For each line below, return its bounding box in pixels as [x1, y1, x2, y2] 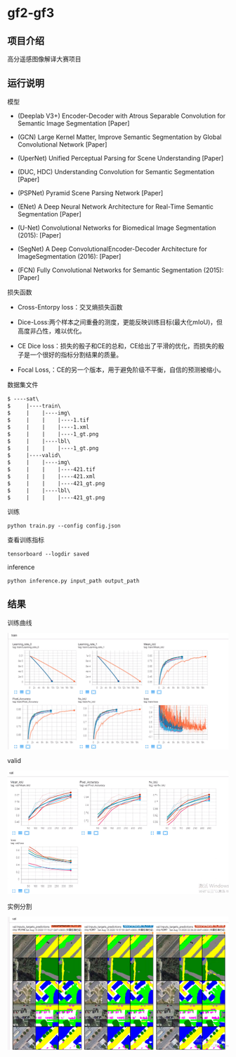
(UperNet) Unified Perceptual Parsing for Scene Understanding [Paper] [17, 154, 224, 162]
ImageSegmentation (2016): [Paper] [17, 252, 122, 260]
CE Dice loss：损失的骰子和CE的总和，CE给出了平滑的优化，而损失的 [17, 341, 218, 350]
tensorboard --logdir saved [7, 550, 90, 558]
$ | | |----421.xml [7, 472, 96, 480]
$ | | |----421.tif [7, 465, 96, 473]
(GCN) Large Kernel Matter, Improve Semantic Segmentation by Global [17, 133, 222, 141]
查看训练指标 [7, 535, 44, 544]
